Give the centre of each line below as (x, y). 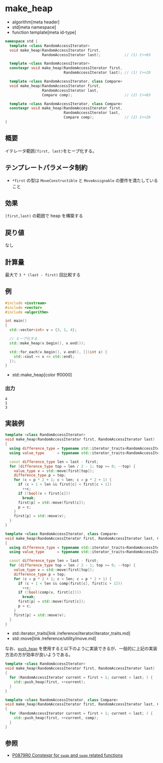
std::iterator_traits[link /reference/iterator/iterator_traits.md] (71, 634)
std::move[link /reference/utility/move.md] (54, 638)
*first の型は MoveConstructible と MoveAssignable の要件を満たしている (85, 180)
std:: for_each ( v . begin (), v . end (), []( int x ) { (58, 352)
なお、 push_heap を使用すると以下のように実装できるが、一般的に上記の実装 (81, 649)
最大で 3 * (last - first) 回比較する (43, 275)
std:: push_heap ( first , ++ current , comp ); (56, 718)
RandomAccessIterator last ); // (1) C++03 (96, 55)
